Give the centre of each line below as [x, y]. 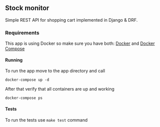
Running [14, 60]
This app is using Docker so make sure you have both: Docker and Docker [80, 43]
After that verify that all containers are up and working [60, 89]
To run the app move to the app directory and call [55, 71]
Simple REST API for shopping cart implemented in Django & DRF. [71, 20]
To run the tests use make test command [46, 120]
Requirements [22, 32]
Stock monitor [27, 8]
